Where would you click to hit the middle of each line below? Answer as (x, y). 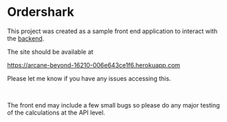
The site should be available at (51, 52)
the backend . (26, 38)
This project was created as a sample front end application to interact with (112, 31)
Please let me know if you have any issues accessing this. (89, 78)
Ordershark (41, 12)
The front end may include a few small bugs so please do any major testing (113, 105)
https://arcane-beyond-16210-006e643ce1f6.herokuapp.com (94, 65)
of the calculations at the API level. (56, 112)
